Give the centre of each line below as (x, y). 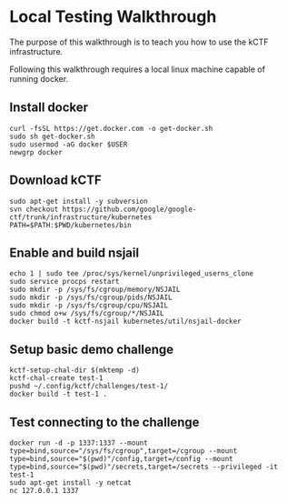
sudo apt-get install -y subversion (79, 201)
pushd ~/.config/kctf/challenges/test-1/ (89, 387)
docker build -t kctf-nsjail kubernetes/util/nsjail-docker (126, 322)
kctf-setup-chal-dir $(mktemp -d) (75, 370)
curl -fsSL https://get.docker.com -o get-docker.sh (111, 128)
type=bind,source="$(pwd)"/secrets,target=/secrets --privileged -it (144, 467)
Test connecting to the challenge (104, 422)
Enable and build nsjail (74, 252)
